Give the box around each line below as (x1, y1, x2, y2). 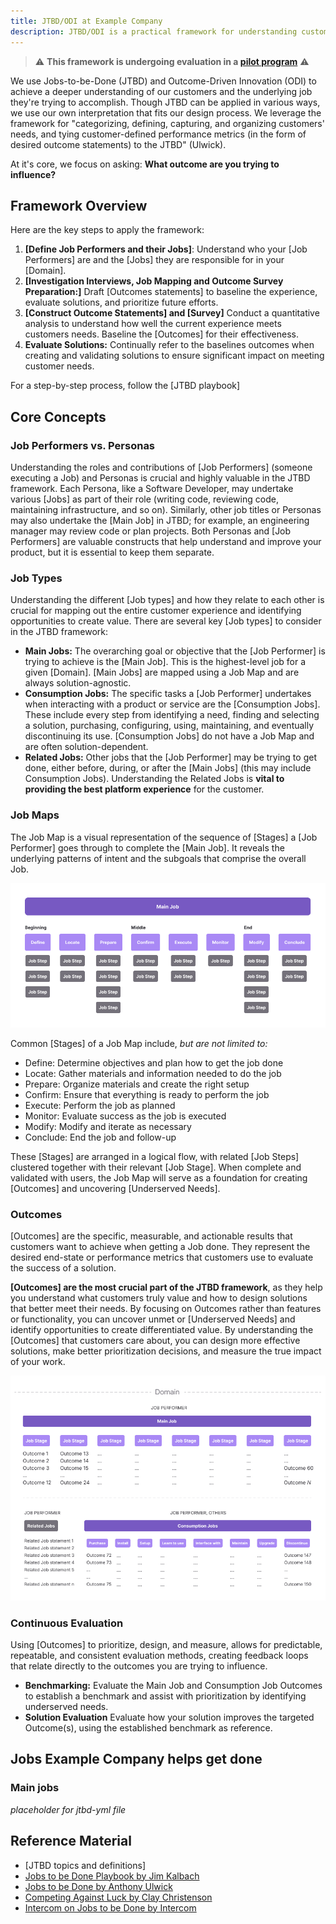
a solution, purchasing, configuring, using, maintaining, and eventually (24, 720, 315, 732)
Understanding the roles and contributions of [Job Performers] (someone (10, 461, 313, 473)
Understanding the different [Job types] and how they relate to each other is (10, 594, 325, 606)
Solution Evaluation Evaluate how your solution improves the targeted (24, 1711, 315, 1724)
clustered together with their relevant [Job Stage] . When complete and (10, 1161, 302, 1173)
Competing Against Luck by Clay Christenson (24, 1891, 213, 1903)
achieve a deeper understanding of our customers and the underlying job (10, 85, 313, 97)
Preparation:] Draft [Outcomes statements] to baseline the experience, (24, 286, 318, 298)
